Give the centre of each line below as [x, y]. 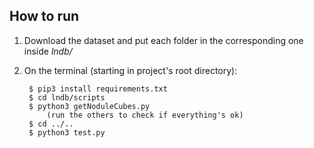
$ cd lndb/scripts [67, 97]
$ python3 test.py [67, 132]
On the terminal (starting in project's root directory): [130, 70]
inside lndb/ [48, 51]
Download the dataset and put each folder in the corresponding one [163, 40]
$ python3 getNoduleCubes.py [89, 106]
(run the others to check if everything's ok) [145, 115]
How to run [44, 16]
